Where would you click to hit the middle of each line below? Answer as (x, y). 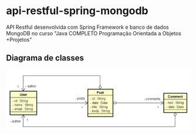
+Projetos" (19, 39)
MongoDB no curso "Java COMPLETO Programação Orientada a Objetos (94, 33)
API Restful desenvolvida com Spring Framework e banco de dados (87, 27)
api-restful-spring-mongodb (77, 11)
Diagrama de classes (45, 58)
